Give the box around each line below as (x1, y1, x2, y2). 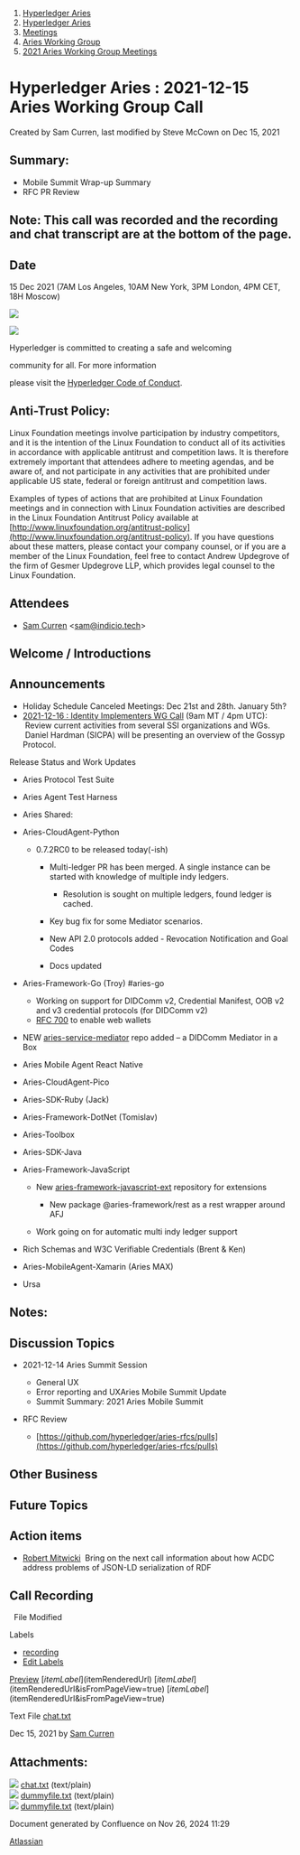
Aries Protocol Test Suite (22, 774, 114, 785)
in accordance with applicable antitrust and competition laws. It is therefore (9, 446, 289, 457)
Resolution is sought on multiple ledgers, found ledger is (62, 889, 272, 900)
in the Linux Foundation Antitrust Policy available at (9, 512, 199, 523)
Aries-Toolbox (22, 1129, 75, 1140)
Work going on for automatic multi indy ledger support (35, 1226, 238, 1236)
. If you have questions (189, 531, 275, 542)
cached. (62, 898, 94, 909)
